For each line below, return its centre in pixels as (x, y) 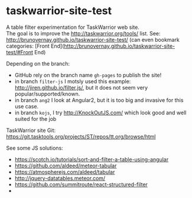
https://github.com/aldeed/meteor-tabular (66, 166)
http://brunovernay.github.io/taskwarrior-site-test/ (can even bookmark (93, 39)
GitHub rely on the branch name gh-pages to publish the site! (88, 75)
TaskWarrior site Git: (31, 130)
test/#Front (20, 52)
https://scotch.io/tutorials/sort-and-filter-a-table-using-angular (92, 159)
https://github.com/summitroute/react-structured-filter (81, 184)
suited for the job (35, 118)
